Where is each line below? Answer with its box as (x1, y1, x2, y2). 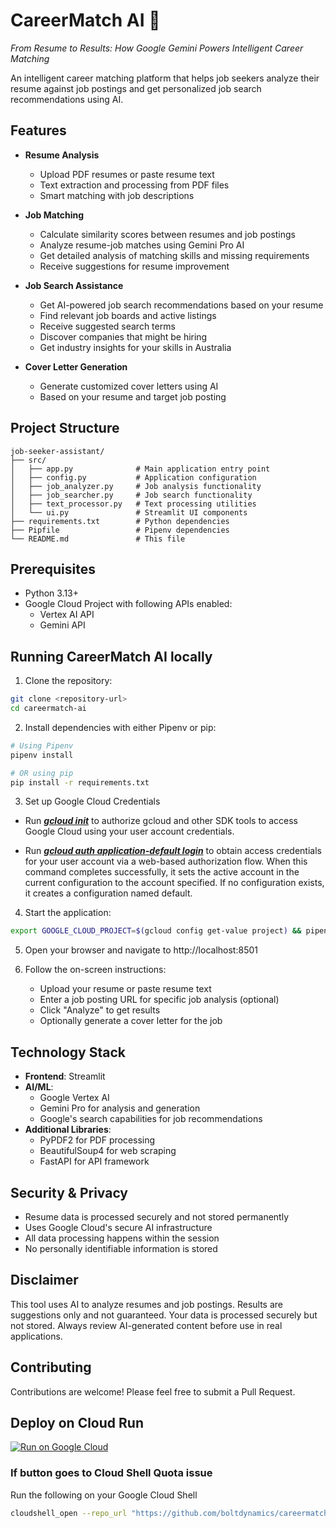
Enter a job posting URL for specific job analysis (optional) (39, 994, 280, 1006)
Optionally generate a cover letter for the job (39, 1015, 223, 1027)
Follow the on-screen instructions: (24, 964, 167, 976)
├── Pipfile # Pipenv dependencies (10, 525, 230, 535)
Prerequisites (10, 560, 96, 578)
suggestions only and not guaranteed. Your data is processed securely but (10, 1309, 318, 1321)
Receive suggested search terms (39, 320, 176, 332)
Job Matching (24, 209, 85, 221)
